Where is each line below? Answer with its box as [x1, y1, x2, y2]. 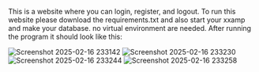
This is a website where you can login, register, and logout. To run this [8, 7, 236, 16]
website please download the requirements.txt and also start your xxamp [8, 15, 246, 25]
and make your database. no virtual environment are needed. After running [8, 24, 251, 32]
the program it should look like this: [8, 32, 122, 41]
